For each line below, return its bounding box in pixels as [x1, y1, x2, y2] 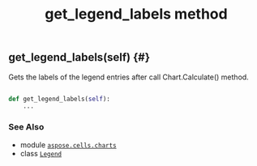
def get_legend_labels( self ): [8, 95, 111, 103]
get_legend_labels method [44, 5, 229, 23]
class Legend [19, 148, 62, 158]
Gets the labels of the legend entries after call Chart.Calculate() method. [8, 72, 249, 82]
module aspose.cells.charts [19, 139, 117, 150]
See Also [8, 121, 45, 133]
